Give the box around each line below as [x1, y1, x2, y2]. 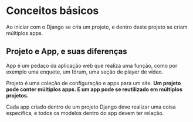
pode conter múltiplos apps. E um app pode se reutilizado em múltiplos [6, 86, 183, 93]
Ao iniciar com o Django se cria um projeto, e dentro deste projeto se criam [6, 23, 188, 30]
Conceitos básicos [6, 4, 99, 18]
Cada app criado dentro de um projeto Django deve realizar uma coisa [6, 103, 176, 110]
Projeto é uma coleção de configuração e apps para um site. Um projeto [6, 79, 181, 86]
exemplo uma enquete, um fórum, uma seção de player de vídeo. [6, 68, 164, 75]
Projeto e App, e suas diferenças [6, 47, 127, 57]
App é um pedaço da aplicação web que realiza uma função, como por [6, 62, 178, 69]
